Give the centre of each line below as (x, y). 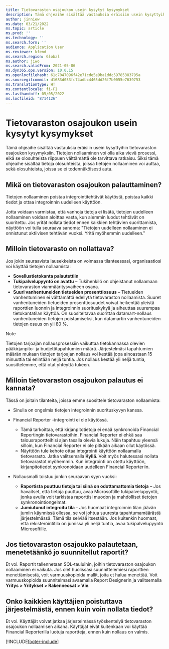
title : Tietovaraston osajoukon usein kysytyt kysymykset (67, 10)
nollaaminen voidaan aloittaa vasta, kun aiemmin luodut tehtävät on (75, 217)
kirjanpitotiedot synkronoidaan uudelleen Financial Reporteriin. (85, 467)
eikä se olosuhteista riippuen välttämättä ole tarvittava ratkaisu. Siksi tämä (82, 158)
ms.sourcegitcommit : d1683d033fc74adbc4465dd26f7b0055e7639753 (73, 80)
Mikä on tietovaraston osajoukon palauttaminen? (84, 185)
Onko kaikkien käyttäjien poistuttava (64, 601)
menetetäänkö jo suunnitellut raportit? (67, 553)
